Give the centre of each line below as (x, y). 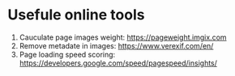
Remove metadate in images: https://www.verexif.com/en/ (116, 45)
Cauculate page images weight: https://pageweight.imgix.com (123, 37)
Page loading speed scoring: (67, 54)
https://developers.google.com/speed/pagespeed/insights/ (118, 63)
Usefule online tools (76, 15)
